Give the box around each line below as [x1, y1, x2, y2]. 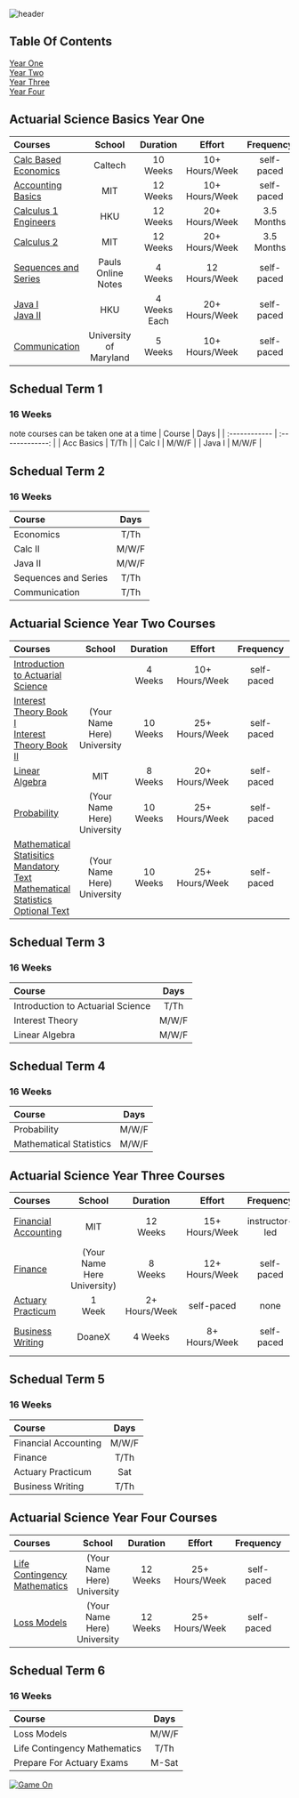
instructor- [246, 1215, 294, 1227]
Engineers [13, 215, 56, 228]
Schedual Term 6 [9, 1663, 106, 1678]
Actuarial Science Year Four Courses [9, 1511, 218, 1526]
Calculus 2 [13, 236, 59, 248]
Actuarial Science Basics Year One [9, 112, 205, 127]
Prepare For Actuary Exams [13, 1757, 129, 1770]
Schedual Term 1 [9, 382, 103, 397]
